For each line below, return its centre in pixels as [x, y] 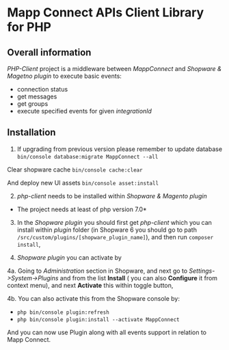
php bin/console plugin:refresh [63, 312]
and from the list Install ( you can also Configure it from [138, 278]
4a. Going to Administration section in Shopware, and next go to [97, 271]
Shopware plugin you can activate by [69, 257]
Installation [31, 132]
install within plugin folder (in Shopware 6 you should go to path [107, 230]
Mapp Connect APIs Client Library [106, 13]
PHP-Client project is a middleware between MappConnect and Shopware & [114, 69]
